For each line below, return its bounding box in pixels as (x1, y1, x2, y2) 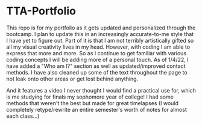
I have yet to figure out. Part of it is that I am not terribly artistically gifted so (6, 37, 194, 44)
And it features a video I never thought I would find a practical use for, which (6, 87, 196, 94)
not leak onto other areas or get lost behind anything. (6, 75, 139, 82)
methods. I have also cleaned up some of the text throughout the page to (6, 69, 188, 76)
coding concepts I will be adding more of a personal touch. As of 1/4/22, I (6, 56, 189, 63)
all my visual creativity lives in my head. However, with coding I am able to (6, 43, 191, 50)
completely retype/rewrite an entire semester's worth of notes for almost (6, 106, 187, 113)
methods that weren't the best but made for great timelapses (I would (6, 99, 179, 106)
